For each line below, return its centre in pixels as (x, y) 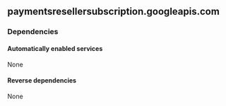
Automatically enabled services (55, 48)
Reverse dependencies (42, 81)
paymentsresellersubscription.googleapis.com (114, 12)
